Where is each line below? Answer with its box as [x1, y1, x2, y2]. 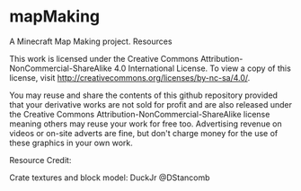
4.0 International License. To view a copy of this [113, 63, 292, 74]
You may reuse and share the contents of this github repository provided [9, 90, 279, 100]
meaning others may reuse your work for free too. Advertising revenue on [9, 118, 282, 129]
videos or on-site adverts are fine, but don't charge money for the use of [9, 127, 279, 138]
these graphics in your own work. [9, 137, 133, 148]
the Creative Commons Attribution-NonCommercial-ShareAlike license [9, 109, 270, 119]
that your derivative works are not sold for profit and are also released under [9, 99, 292, 109]
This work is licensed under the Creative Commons [9, 53, 199, 64]
